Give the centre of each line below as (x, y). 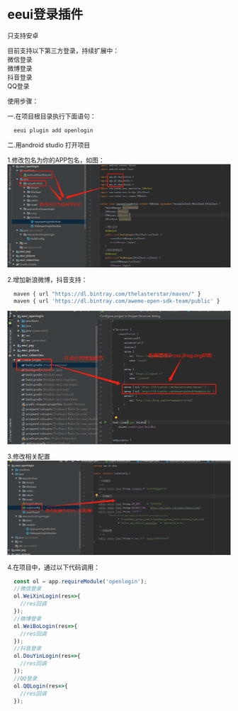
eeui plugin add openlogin (53, 130)
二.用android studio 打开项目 (49, 145)
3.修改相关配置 (29, 457)
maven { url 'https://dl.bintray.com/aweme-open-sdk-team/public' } (117, 301)
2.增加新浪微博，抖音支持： (47, 279)
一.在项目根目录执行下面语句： (52, 116)
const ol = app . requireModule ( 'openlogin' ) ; (80, 581)
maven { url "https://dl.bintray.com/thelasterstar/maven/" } (107, 294)
